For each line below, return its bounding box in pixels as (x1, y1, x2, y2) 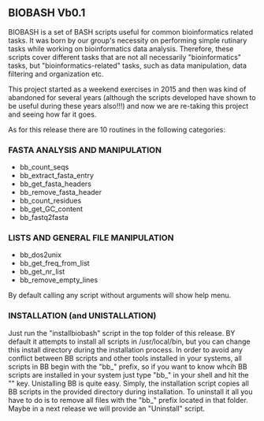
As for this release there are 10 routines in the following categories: (8, 125, 226, 134)
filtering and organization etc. (8, 69, 104, 78)
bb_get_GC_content (19, 204, 84, 214)
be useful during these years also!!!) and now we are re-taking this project (8, 101, 249, 110)
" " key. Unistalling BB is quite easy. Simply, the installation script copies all (8, 378, 250, 388)
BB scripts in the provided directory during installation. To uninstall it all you (8, 386, 253, 397)
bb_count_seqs (19, 162, 69, 172)
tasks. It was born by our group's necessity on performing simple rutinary (8, 35, 247, 45)
